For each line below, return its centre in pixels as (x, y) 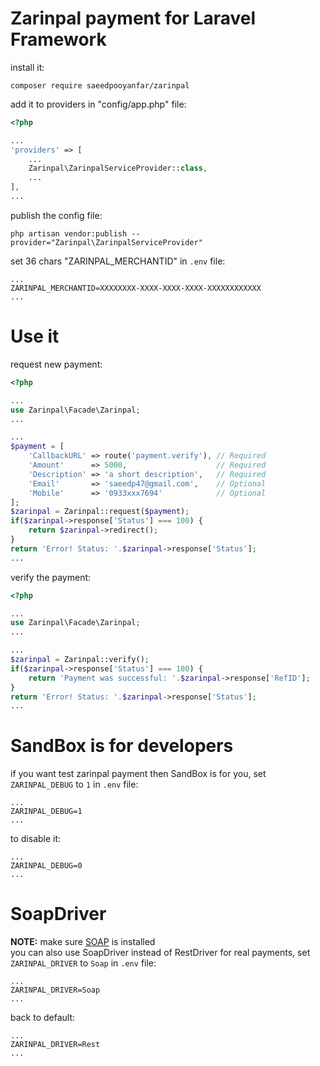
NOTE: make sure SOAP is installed (83, 942)
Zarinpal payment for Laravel (133, 18)
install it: (27, 67)
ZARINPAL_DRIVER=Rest (55, 1045)
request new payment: (56, 364)
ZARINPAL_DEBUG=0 (46, 866)
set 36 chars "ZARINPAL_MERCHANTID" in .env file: (118, 261)
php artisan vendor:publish (69, 233)
